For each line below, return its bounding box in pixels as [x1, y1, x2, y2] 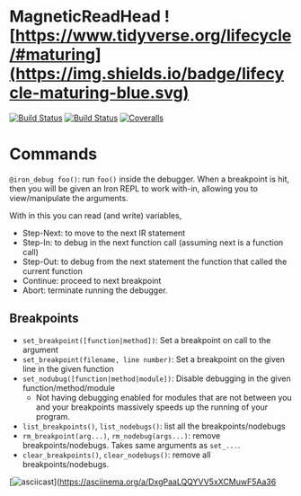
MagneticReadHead [9, 6, 162, 27]
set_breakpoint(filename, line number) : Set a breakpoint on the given [22, 353, 286, 365]
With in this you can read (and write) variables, [9, 209, 182, 221]
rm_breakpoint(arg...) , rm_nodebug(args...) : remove [22, 430, 221, 441]
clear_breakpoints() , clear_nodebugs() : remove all [22, 449, 211, 460]
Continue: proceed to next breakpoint [22, 275, 162, 286]
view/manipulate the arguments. [9, 192, 128, 203]
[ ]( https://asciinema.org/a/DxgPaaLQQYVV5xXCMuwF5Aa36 [9, 476, 277, 487]
